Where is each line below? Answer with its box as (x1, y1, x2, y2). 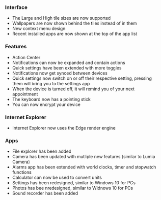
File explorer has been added (12, 148, 72, 154)
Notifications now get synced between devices (12, 70, 108, 76)
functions (12, 169, 32, 175)
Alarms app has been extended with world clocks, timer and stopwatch (12, 164, 156, 170)
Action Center (12, 54, 41, 60)
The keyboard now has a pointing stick (12, 96, 91, 102)
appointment (12, 91, 38, 97)
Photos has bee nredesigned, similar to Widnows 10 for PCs (12, 185, 134, 191)
